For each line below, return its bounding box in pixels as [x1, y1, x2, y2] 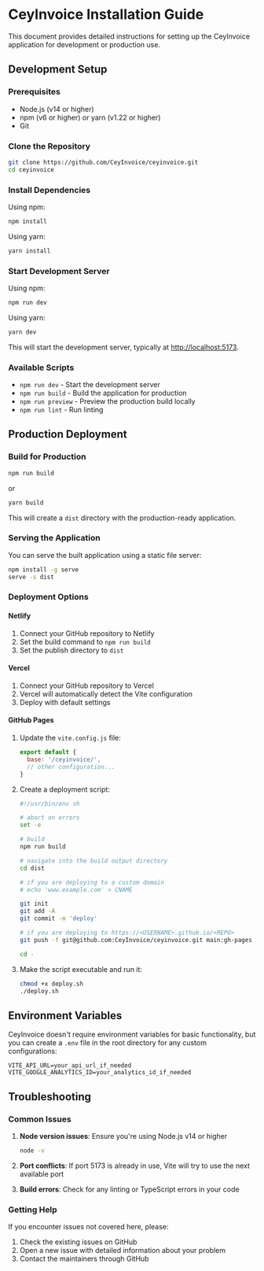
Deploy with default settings [19, 697, 111, 707]
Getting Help [8, 1204, 57, 1215]
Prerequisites [8, 87, 60, 98]
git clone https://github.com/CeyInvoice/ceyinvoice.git [8, 158, 199, 166]
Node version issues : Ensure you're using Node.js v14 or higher [19, 1131, 228, 1140]
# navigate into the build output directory [19, 856, 168, 865]
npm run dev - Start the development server [19, 380, 161, 390]
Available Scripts [8, 362, 75, 373]
